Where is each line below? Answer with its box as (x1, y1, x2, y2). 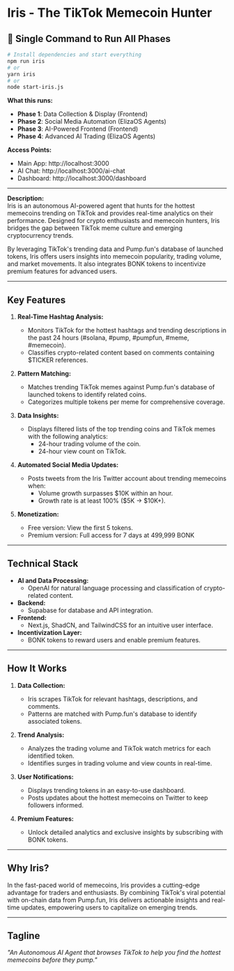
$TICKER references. (27, 356, 88, 364)
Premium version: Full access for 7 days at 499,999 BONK (27, 531, 195, 540)
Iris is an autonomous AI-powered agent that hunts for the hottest (7, 201, 195, 210)
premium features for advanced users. (7, 267, 118, 275)
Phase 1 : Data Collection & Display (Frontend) (17, 110, 148, 118)
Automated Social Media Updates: (17, 461, 119, 469)
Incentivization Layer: (17, 628, 82, 637)
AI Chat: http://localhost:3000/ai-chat (17, 166, 125, 175)
